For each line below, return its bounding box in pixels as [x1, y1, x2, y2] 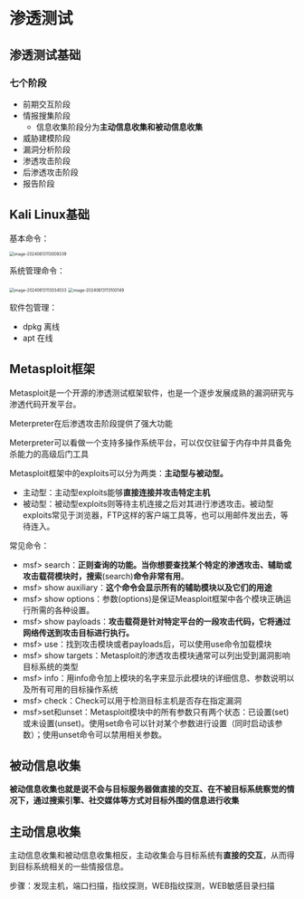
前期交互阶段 [22, 99, 71, 110]
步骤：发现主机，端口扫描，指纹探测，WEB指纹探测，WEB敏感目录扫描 [9, 880, 275, 892]
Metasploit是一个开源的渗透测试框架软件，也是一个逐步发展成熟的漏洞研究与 [9, 387, 295, 398]
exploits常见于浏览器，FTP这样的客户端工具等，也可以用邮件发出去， [22, 509, 281, 521]
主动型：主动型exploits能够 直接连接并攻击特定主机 [22, 486, 211, 498]
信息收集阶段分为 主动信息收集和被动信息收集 [35, 121, 204, 132]
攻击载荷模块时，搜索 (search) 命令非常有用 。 [22, 570, 189, 581]
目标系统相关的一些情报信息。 [16, 861, 128, 872]
